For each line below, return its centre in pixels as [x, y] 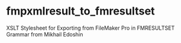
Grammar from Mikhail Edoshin [45, 34]
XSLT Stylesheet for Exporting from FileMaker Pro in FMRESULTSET [91, 28]
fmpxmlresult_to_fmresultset [81, 11]
